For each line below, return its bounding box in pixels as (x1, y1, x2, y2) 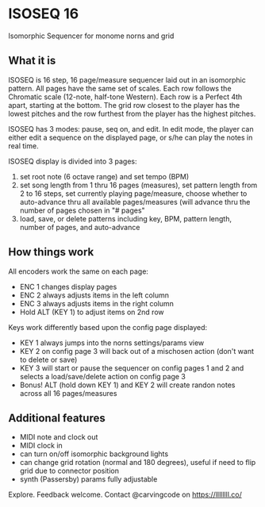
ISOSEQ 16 (8, 5, 79, 23)
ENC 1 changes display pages (19, 282, 117, 291)
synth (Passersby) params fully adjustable (19, 474, 158, 484)
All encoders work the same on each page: (8, 267, 149, 276)
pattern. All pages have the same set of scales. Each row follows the (8, 83, 232, 93)
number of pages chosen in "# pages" (19, 205, 145, 215)
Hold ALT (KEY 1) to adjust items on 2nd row (19, 307, 164, 317)
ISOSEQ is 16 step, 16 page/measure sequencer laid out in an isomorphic (8, 75, 246, 84)
